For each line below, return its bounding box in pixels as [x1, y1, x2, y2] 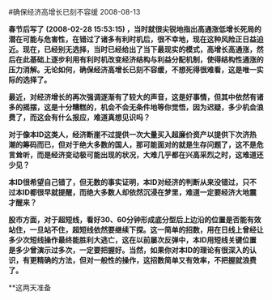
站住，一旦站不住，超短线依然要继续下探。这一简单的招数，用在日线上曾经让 [8, 225, 264, 234]
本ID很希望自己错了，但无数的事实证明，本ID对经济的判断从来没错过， [8, 178, 243, 186]
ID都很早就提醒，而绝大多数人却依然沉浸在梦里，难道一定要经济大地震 [22, 187, 257, 197]
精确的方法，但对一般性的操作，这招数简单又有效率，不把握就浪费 [36, 255, 257, 265]
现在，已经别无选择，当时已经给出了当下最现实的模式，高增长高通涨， [22, 45, 257, 54]
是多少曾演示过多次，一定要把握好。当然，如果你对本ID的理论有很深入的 [8, 246, 250, 255]
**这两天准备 [8, 283, 52, 292]
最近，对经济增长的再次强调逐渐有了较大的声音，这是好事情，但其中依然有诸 [8, 92, 264, 101]
